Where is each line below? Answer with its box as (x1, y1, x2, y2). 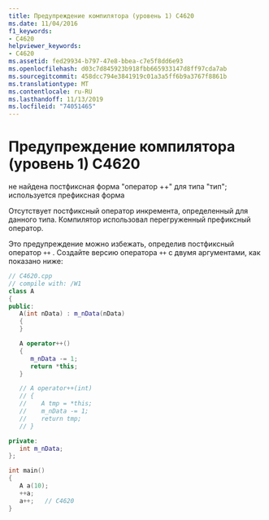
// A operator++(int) (19, 384, 93, 392)
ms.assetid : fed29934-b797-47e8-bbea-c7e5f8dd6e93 (8, 58, 184, 66)
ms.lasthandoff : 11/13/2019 (8, 95, 104, 103)
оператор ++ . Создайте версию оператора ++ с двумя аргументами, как (8, 248, 261, 258)
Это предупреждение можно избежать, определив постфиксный (8, 239, 234, 249)
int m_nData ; (19, 444, 63, 453)
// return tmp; (19, 414, 82, 422)
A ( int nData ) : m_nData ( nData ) (19, 310, 126, 318)
